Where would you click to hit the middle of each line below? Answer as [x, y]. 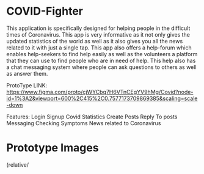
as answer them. [27, 73]
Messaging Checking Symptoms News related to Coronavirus [84, 123]
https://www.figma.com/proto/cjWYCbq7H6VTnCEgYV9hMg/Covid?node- [100, 92]
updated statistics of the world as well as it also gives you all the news [95, 41]
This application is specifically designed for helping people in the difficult [98, 28]
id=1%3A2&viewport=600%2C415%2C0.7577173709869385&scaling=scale [102, 98]
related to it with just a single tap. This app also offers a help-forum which [99, 48]
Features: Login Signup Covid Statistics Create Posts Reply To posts [92, 117]
